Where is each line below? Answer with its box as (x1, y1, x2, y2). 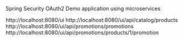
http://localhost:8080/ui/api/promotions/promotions (5, 23, 134, 30)
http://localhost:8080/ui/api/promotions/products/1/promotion (5, 29, 159, 36)
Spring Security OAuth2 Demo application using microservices (5, 5, 161, 12)
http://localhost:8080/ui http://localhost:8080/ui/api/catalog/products (5, 17, 178, 23)
